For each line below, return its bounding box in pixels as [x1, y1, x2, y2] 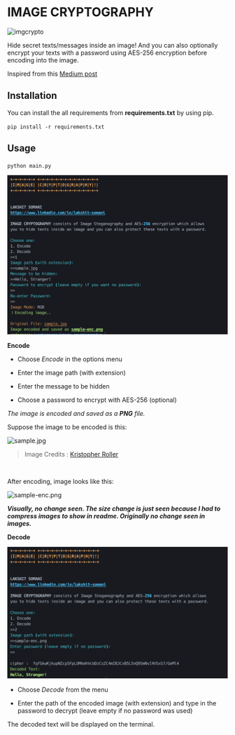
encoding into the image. [7, 55, 79, 64]
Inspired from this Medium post [7, 69, 98, 78]
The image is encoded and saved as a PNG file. [7, 410, 145, 418]
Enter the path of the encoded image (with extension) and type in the [17, 699, 217, 707]
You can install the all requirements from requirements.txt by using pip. [7, 108, 215, 116]
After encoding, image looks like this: [7, 478, 114, 486]
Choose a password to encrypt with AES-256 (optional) [17, 396, 177, 404]
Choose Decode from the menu [17, 685, 108, 694]
